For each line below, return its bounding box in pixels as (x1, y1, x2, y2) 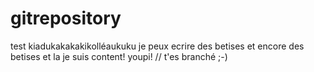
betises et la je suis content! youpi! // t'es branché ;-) (10, 50, 228, 62)
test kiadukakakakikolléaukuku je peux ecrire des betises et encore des (10, 40, 305, 52)
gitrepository (10, 7, 122, 30)
